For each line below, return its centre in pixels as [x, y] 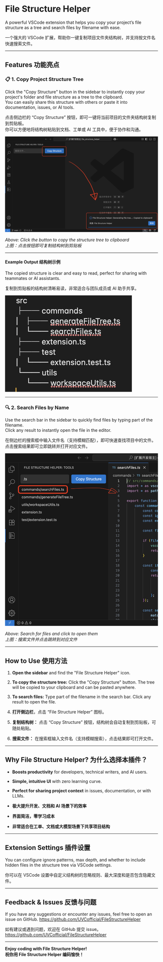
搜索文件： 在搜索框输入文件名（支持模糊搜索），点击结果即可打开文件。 [84, 738]
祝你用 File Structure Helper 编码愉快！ [44, 955]
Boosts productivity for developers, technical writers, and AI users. [80, 772]
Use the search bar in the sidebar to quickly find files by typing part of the [79, 420]
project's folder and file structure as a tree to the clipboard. [64, 97]
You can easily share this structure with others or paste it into [66, 102]
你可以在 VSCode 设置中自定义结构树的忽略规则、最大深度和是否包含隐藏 [78, 875]
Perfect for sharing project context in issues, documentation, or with [81, 791]
